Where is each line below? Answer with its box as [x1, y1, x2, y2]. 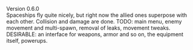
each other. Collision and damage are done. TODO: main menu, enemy [6, 18, 182, 25]
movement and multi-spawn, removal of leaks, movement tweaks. [6, 24, 171, 31]
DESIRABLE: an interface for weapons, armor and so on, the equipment [6, 31, 183, 38]
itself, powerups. [6, 37, 48, 44]
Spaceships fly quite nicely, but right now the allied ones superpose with [6, 11, 188, 19]
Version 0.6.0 [6, 5, 39, 12]
